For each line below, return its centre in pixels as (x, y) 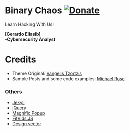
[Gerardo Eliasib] (23, 34)
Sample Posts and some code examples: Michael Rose (68, 79)
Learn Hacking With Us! (29, 24)
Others (14, 91)
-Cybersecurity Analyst (30, 39)
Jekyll (18, 103)
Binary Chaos (34, 11)
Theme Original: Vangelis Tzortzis (47, 73)
